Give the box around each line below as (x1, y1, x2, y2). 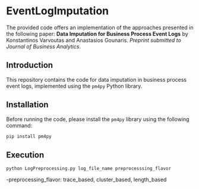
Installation (6, 100, 49, 110)
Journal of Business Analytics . (6, 43, 81, 50)
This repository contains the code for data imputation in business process (6, 76, 187, 83)
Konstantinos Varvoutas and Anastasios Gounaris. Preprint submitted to (6, 36, 181, 44)
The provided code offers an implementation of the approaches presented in (6, 24, 194, 31)
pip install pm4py (6, 133, 52, 140)
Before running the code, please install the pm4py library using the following (6, 115, 189, 123)
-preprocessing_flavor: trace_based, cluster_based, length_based (6, 176, 167, 183)
